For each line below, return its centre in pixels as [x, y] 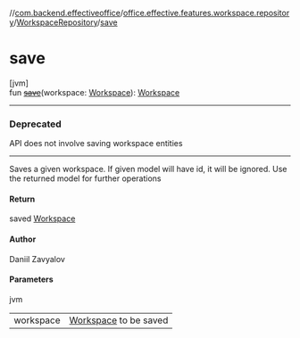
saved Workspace [42, 218]
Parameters [31, 279]
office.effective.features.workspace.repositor [207, 13]
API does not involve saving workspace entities [96, 144]
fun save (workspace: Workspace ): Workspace [95, 92]
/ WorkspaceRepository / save [65, 22]
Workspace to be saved [119, 320]
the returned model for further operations [86, 178]
